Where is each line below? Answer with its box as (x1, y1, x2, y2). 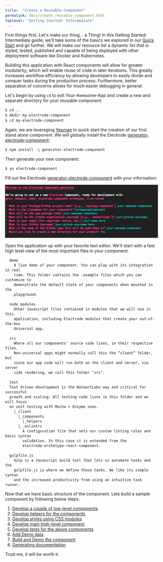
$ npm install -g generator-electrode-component (5, 147, 105, 152)
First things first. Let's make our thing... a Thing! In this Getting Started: (5, 32, 147, 38)
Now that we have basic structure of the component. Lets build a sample (5, 491, 150, 497)
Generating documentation (12, 542, 66, 548)
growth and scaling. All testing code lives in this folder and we (9, 395, 149, 400)
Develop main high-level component (12, 521, 85, 527)
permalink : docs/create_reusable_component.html (5, 13, 105, 18)
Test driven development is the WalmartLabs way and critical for (9, 385, 147, 390)
